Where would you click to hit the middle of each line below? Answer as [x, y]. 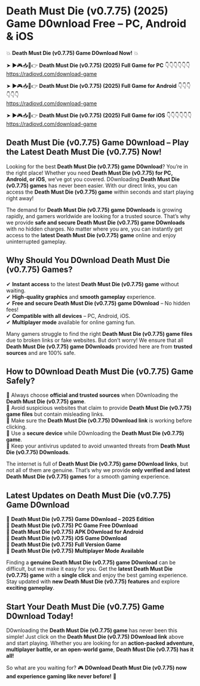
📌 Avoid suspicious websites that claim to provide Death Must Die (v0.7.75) [99, 408]
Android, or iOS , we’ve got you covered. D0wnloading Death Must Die [93, 179]
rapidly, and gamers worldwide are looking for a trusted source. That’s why [99, 216]
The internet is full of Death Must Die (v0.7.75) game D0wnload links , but [97, 464]
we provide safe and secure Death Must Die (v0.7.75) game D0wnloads [96, 222]
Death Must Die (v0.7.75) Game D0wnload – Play [98, 143]
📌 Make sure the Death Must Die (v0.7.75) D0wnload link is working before [99, 421]
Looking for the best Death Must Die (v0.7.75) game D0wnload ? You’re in [97, 166]
